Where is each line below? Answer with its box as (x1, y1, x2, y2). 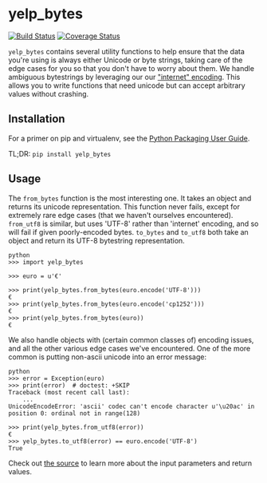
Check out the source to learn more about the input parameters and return (8, 458, 253, 468)
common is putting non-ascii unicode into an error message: (8, 352, 207, 362)
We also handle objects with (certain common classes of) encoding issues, (8, 335, 254, 344)
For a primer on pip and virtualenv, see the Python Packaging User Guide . (8, 133, 250, 143)
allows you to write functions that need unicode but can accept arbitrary (8, 81, 245, 90)
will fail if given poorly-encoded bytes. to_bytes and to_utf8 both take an (8, 227, 249, 236)
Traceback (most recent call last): (8, 388, 130, 396)
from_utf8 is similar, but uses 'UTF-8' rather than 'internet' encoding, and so (8, 219, 259, 228)
